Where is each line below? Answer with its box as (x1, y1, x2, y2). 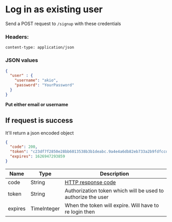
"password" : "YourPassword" (14, 83, 74, 88)
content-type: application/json (5, 45, 74, 50)
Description (99, 170, 130, 177)
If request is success (5, 116, 73, 125)
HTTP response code (64, 179, 116, 186)
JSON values (5, 57, 38, 64)
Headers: (5, 33, 29, 40)
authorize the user (64, 193, 109, 201)
